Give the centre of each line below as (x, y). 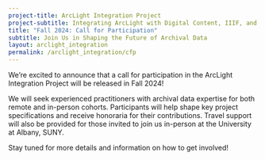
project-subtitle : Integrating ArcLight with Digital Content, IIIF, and (133, 23)
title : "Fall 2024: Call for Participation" (83, 30)
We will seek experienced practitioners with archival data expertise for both (132, 99)
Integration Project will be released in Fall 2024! (86, 83)
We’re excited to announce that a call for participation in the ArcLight (120, 75)
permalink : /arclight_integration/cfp (72, 52)
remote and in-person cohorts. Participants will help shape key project (123, 107)
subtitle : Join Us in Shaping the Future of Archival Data (108, 38)
